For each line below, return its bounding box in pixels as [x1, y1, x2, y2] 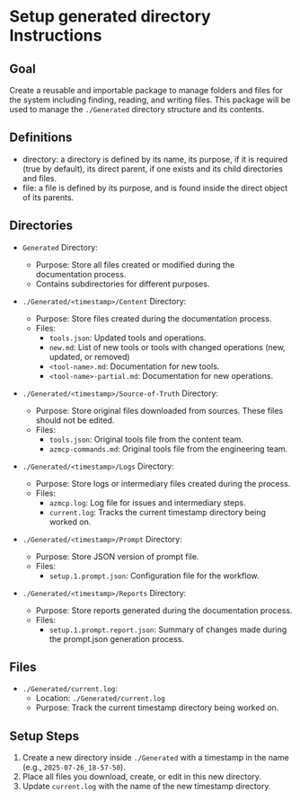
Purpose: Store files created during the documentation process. [35, 312, 272, 324]
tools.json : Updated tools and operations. [49, 332, 207, 343]
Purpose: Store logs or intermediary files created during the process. [35, 478, 291, 488]
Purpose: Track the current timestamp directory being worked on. [35, 702, 279, 713]
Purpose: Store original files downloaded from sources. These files [35, 405, 284, 416]
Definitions [9, 130, 73, 145]
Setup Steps [9, 728, 79, 743]
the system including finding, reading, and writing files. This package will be [9, 94, 291, 105]
